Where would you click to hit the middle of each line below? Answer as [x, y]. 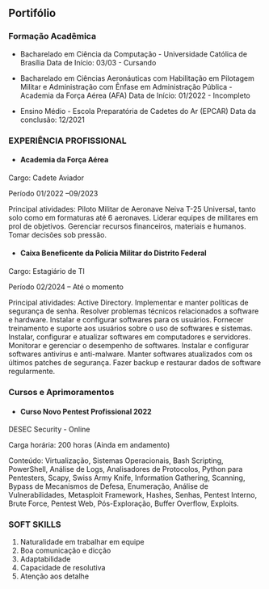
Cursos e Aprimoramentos [61, 392]
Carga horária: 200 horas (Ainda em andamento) [89, 445]
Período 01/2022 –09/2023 [53, 193]
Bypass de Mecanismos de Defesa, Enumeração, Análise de [108, 486]
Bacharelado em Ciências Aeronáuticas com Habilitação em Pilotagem [137, 78]
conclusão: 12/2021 [52, 120]
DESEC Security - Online [49, 429]
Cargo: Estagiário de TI [46, 271]
